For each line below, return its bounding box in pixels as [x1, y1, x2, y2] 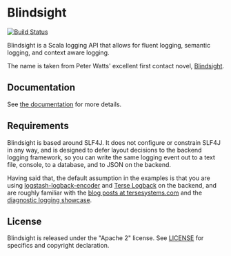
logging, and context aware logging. [7, 48, 110, 57]
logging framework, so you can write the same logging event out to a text [7, 153, 216, 161]
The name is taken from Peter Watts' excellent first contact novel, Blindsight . [7, 61, 225, 70]
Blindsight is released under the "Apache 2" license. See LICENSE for [7, 234, 204, 242]
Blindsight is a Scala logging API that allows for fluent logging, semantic [7, 41, 211, 49]
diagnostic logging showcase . [7, 195, 92, 204]
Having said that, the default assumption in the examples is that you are [7, 174, 210, 182]
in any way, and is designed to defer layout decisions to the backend [7, 146, 202, 154]
